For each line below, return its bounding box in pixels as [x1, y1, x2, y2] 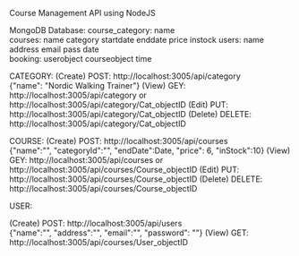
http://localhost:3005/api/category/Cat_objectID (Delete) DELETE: [9, 109, 252, 119]
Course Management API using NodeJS [9, 8, 157, 18]
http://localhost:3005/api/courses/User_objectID [9, 237, 189, 247]
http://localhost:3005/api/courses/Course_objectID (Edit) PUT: [9, 165, 240, 175]
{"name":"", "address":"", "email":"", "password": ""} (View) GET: [9, 227, 249, 238]
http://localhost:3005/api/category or [9, 90, 148, 100]
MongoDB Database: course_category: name [9, 25, 175, 35]
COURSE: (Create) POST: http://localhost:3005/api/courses [9, 136, 228, 146]
